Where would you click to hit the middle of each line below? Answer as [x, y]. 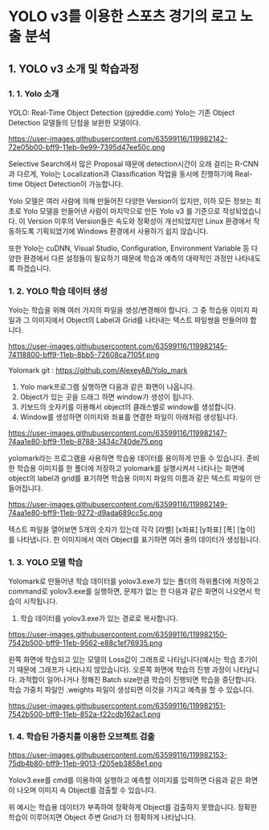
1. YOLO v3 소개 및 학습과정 [73, 69]
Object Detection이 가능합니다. [74, 184]
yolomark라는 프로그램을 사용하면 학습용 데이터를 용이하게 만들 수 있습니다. [126, 458]
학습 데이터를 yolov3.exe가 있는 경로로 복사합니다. [99, 619]
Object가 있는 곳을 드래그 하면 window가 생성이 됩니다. [107, 397]
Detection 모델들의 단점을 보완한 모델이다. [75, 122]
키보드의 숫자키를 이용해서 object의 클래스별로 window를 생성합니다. [128, 407]
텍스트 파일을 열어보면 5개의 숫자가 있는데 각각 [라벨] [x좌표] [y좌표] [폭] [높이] [132, 529]
